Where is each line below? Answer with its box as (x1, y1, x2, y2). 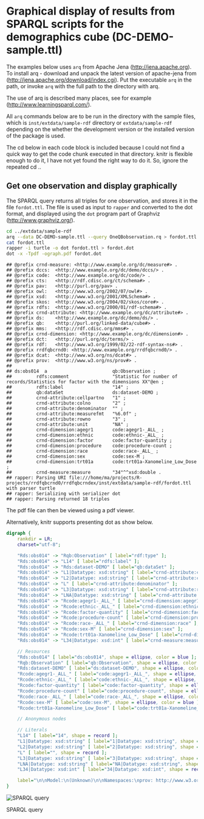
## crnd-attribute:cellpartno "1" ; (6, 395, 126, 401)
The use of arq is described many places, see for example (6, 94, 152, 102)
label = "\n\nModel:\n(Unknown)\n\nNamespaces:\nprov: (17, 778, 154, 784)
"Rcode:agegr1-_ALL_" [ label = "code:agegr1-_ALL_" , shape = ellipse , (17, 671, 197, 677)
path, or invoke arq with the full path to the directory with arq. (6, 82, 160, 89)
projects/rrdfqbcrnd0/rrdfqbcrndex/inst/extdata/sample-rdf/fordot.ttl (6, 480, 191, 486)
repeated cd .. (6, 163, 41, 170)
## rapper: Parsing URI (6, 475, 67, 481)
